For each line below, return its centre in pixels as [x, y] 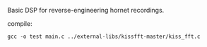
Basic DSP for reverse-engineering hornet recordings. [86, 10]
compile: [20, 23]
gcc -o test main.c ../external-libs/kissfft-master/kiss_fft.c [104, 36]
